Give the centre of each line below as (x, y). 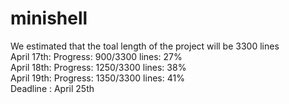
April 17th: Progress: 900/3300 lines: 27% (96, 56)
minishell (49, 18)
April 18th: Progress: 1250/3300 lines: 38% (98, 67)
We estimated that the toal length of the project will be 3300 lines (145, 46)
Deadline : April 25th (52, 88)
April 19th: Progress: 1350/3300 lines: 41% (97, 78)
